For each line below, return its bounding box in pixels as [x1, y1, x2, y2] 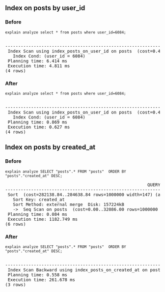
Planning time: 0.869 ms [7, 119, 68, 125]
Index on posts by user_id [5, 4, 85, 12]
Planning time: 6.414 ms [7, 58, 68, 63]
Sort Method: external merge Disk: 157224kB [13, 202, 124, 207]
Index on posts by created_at [5, 143, 96, 151]
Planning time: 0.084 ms [7, 211, 68, 217]
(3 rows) [5, 282, 26, 287]
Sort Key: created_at [13, 197, 65, 202]
